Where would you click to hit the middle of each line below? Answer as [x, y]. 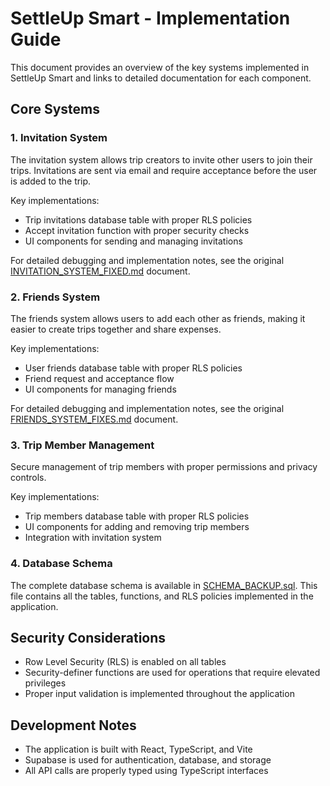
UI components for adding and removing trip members [137, 527]
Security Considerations [88, 637]
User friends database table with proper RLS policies [133, 368]
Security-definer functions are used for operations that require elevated [172, 673]
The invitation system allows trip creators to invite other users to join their [161, 159]
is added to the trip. [51, 181]
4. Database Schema [61, 564]
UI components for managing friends [100, 389]
